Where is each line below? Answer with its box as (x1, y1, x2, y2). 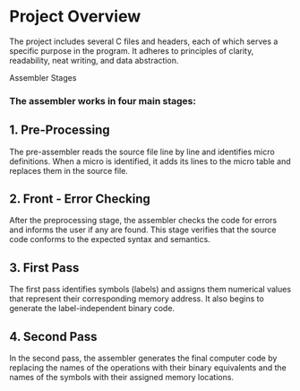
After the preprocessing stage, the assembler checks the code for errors (9, 215, 278, 226)
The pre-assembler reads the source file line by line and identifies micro (9, 146, 275, 157)
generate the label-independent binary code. (9, 303, 176, 314)
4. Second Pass (9, 329, 98, 344)
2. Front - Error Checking (9, 191, 150, 207)
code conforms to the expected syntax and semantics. (9, 234, 210, 245)
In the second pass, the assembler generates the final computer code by (9, 352, 278, 364)
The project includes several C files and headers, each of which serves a (9, 36, 279, 47)
